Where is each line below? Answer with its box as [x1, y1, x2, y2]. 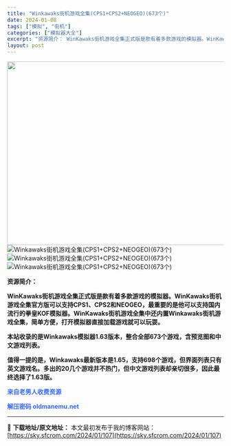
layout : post [7, 42, 45, 49]
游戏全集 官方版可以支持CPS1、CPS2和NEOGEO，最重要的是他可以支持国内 [7, 301, 221, 309]
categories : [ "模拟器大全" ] [7, 29, 82, 37]
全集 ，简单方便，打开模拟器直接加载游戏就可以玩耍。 [12, 318, 164, 326]
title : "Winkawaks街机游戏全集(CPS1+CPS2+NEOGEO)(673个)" [7, 10, 170, 17]
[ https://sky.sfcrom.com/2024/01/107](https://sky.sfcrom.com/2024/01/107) [7, 432, 222, 439]
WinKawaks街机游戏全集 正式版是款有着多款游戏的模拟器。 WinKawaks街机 [7, 292, 222, 300]
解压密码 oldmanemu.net [7, 403, 79, 410]
